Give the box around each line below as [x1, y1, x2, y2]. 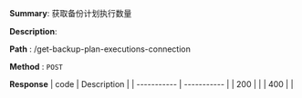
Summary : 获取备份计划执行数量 [9, 8, 132, 18]
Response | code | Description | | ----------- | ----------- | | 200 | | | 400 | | [9, 79, 294, 89]
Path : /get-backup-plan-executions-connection [9, 44, 192, 54]
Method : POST [9, 62, 64, 72]
